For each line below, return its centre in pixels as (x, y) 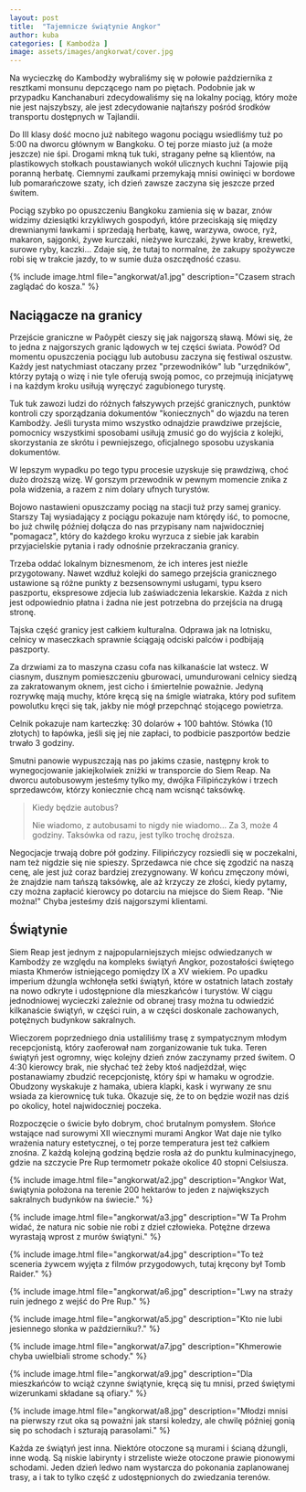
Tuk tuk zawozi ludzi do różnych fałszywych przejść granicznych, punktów (150, 403)
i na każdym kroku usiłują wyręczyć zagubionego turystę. (118, 386)
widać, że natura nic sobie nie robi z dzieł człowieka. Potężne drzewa (140, 1227)
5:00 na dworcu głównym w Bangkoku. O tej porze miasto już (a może (141, 144)
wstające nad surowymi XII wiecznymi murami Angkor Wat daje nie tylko (146, 1133)
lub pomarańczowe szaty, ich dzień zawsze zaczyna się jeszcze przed (142, 183)
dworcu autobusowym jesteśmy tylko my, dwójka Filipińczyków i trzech (144, 780)
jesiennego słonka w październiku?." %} (85, 1328)
